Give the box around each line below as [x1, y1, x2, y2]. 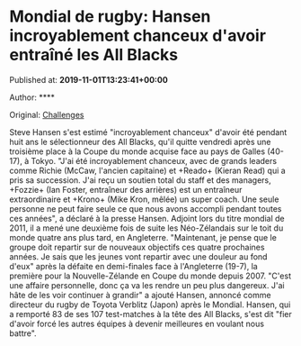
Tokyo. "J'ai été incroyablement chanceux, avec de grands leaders [31, 155, 277, 166]
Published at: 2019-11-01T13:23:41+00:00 [9, 74, 168, 85]
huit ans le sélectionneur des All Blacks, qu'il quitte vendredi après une [9, 136, 271, 147]
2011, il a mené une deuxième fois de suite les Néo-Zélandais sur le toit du [9, 223, 284, 233]
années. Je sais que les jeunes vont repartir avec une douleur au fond [9, 250, 268, 262]
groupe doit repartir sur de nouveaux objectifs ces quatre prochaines [9, 241, 265, 252]
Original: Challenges [9, 109, 84, 120]
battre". [9, 327, 38, 339]
